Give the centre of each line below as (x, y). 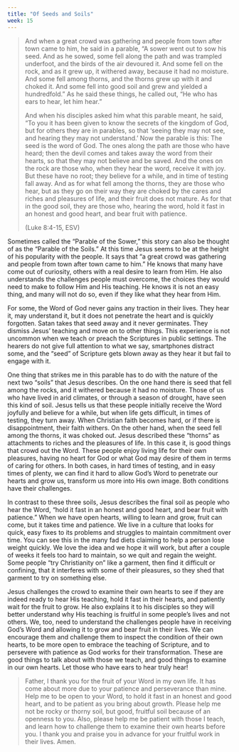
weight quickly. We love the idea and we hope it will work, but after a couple (119, 547)
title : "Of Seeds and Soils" (51, 14)
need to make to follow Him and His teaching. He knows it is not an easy (113, 286)
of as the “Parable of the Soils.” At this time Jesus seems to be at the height (118, 249)
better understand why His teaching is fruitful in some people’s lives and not (119, 614)
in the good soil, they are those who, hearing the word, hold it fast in (125, 206)
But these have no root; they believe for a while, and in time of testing (127, 176)
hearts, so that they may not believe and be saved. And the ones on (123, 160)
